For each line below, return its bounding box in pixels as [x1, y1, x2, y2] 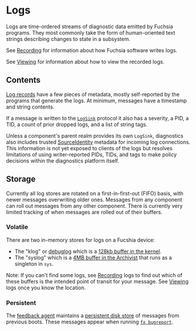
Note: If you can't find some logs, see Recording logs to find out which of [6, 271, 183, 279]
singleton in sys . [14, 260, 54, 267]
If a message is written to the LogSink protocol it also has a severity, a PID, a [6, 114, 189, 121]
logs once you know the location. [6, 284, 86, 291]
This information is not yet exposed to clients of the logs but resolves [6, 144, 173, 151]
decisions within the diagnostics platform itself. [6, 157, 120, 164]
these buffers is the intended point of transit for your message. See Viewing [6, 278, 189, 285]
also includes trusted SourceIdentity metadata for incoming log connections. [6, 139, 191, 146]
